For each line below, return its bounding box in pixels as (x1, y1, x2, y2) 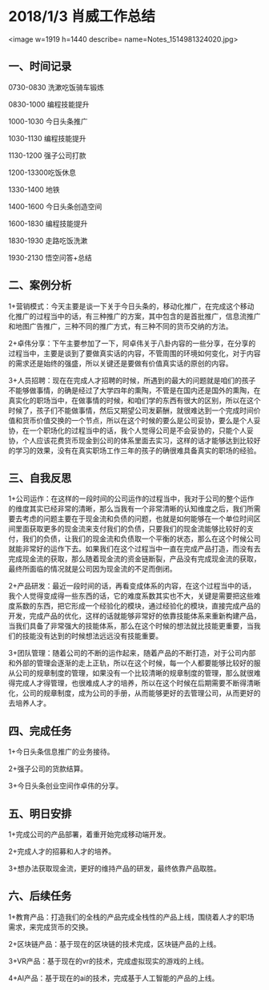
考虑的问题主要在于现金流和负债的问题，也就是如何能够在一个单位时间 (22, 514, 254, 523)
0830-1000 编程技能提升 (8, 99, 90, 109)
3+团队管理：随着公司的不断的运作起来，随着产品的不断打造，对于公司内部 (8, 649, 256, 658)
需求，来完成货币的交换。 (8, 922, 93, 931)
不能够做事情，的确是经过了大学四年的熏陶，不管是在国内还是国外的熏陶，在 (8, 386, 261, 395)
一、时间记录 (8, 59, 72, 73)
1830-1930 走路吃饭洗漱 (8, 236, 88, 245)
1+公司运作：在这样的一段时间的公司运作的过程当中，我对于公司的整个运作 (8, 494, 255, 503)
